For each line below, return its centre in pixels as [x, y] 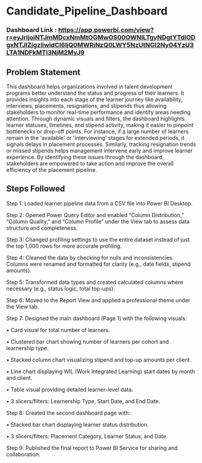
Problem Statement [43, 72]
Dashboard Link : [32, 30]
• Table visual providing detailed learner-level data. [70, 389]
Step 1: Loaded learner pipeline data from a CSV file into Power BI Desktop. [99, 203]
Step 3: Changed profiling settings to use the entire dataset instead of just [98, 239]
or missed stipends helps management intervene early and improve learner [99, 150]
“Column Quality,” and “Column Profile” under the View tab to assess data [98, 221]
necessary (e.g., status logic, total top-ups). [61, 288]
